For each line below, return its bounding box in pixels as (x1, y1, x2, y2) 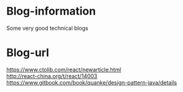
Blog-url (6, 46, 49, 60)
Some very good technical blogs (6, 24, 88, 32)
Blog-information (6, 4, 96, 18)
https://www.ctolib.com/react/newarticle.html (6, 66, 122, 73)
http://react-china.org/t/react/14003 (6, 72, 98, 80)
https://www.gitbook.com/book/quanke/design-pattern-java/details (6, 79, 177, 86)
